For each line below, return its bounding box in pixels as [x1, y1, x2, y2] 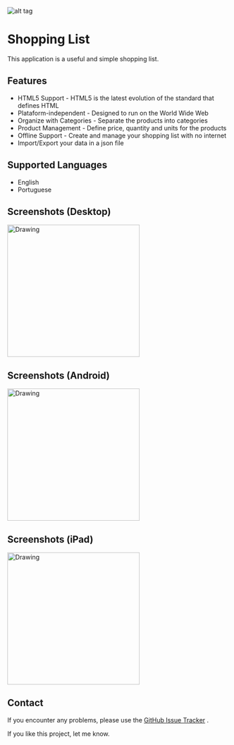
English [17, 178, 39, 186]
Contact [7, 697, 44, 709]
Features [7, 75, 47, 87]
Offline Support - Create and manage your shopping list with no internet [17, 131, 227, 140]
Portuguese [17, 185, 51, 194]
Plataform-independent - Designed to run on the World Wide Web [17, 109, 209, 117]
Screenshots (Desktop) [7, 205, 111, 218]
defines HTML [17, 101, 59, 109]
